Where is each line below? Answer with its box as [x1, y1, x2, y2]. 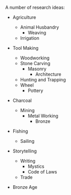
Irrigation [20, 35, 40, 41]
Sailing [20, 138, 34, 144]
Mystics [27, 163, 45, 169]
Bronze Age [12, 184, 38, 190]
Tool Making [12, 45, 39, 51]
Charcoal [12, 97, 32, 103]
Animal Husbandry [20, 24, 59, 30]
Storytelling [12, 148, 37, 154]
